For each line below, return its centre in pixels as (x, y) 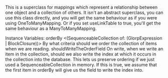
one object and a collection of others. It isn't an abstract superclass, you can (84, 12)
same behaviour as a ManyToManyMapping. (51, 28)
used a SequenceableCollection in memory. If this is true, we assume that (81, 65)
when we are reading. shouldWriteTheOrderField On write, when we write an (84, 49)
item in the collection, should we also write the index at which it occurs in (81, 54)
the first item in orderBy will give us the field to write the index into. (74, 70)
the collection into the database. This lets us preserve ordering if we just (80, 59)
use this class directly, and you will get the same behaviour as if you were (81, 18)
